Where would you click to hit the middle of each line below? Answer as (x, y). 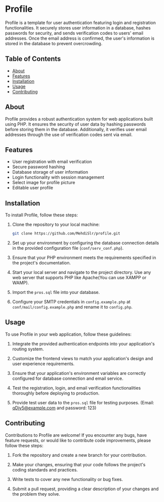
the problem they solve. (36, 494)
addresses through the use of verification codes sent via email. (69, 134)
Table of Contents (33, 59)
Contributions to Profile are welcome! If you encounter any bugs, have (76, 435)
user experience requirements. (43, 364)
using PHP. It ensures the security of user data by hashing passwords (76, 124)
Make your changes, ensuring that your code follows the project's (79, 464)
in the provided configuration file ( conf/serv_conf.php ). (68, 248)
